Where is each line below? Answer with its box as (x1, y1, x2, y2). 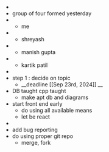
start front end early (12, 100, 63, 107)
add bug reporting (12, 126, 58, 133)
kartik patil (21, 61, 48, 69)
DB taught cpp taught (12, 88, 66, 94)
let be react (21, 113, 51, 120)
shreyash (21, 36, 44, 43)
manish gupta (21, 49, 56, 55)
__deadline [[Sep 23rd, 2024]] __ (21, 81, 104, 88)
